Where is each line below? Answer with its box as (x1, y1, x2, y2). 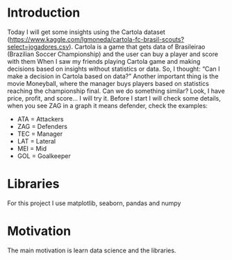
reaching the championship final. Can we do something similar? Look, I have (7, 87, 225, 95)
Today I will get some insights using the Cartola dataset (7, 28, 165, 36)
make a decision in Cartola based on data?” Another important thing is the (7, 71, 219, 80)
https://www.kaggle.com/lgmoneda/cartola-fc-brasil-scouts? (9, 35, 185, 43)
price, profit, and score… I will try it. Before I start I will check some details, (7, 94, 221, 102)
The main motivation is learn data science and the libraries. (7, 246, 176, 254)
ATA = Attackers (17, 114, 64, 123)
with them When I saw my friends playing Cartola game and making (7, 57, 201, 65)
